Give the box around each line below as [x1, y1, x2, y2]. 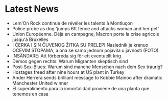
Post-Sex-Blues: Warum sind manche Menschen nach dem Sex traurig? [12, 64, 163, 70]
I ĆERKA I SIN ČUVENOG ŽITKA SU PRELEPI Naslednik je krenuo [12, 42, 149, 48]
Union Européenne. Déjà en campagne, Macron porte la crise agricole [12, 31, 159, 37]
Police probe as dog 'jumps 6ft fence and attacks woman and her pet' [12, 25, 159, 31]
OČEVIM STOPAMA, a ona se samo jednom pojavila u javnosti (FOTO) [12, 47, 159, 53]
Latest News [5, 3, 59, 15]
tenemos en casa [12, 91, 49, 97]
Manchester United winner [12, 80, 68, 86]
